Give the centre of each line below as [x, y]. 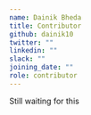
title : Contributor [45, 26]
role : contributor [43, 76]
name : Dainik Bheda [45, 17]
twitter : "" [31, 42]
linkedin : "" [33, 51]
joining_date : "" [41, 68]
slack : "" [28, 59]
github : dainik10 [41, 34]
